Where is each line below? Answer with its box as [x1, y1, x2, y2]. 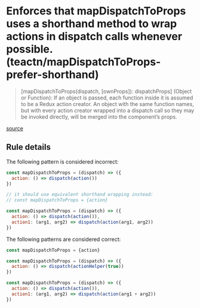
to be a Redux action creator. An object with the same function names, [20, 100, 194, 107]
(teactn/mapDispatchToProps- [6, 55, 161, 69]
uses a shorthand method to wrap [6, 17, 177, 31]
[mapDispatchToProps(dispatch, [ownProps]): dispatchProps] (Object [20, 87, 192, 95]
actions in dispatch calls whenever [6, 30, 183, 43]
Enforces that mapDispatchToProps [6, 4, 186, 18]
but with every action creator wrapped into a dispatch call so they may [20, 107, 195, 114]
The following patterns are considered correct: [6, 235, 121, 243]
